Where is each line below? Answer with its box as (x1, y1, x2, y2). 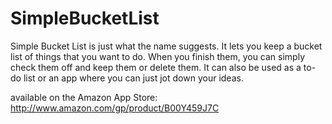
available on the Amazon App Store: (10, 91, 158, 103)
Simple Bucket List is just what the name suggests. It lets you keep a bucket (10, 40, 323, 52)
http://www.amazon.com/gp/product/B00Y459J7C (10, 102, 220, 114)
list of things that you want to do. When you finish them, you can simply (10, 50, 305, 62)
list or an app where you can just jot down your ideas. (23, 72, 244, 84)
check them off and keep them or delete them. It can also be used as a (10, 61, 302, 73)
